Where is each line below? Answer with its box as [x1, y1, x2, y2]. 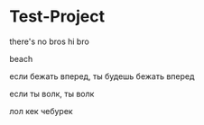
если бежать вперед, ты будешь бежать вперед [9, 70, 195, 82]
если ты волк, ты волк [9, 88, 95, 99]
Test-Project [9, 6, 106, 27]
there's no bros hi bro [9, 36, 90, 47]
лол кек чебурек [9, 105, 74, 116]
